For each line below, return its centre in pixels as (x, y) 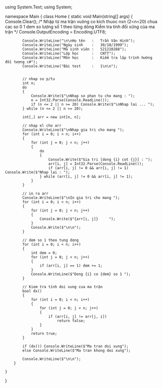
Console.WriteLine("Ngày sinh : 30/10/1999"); (76, 45)
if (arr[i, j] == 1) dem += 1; (71, 266)
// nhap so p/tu (39, 79)
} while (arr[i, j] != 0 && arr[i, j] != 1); (86, 177)
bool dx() (32, 291)
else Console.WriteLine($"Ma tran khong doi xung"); (77, 351)
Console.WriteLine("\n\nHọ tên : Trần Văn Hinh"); (79, 41)
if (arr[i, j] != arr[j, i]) (78, 317)
